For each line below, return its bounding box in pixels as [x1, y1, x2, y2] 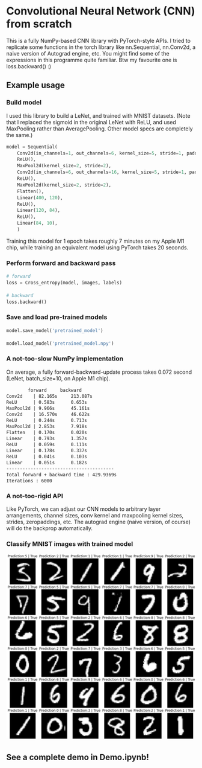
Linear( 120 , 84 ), [17, 207, 61, 214]
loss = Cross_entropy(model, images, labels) [6, 280, 122, 286]
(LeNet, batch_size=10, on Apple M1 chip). [6, 374, 111, 382]
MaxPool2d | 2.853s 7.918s [6, 423, 87, 429]
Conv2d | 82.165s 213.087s [6, 393, 93, 399]
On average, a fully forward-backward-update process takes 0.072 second [6, 368, 192, 376]
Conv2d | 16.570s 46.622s [6, 411, 90, 417]
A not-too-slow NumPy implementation [6, 354, 124, 363]
